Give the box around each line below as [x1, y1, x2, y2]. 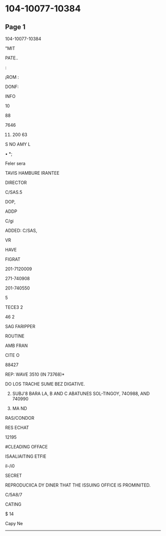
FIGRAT [5, 256, 21, 262]
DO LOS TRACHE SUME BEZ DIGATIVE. [5, 381, 85, 387]
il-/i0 [5, 463, 15, 469]
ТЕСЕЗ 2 [5, 304, 23, 310]
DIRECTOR [5, 180, 27, 186]
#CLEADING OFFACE [5, 444, 48, 449]
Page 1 [5, 23, 26, 31]
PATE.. [5, 55, 18, 61]
